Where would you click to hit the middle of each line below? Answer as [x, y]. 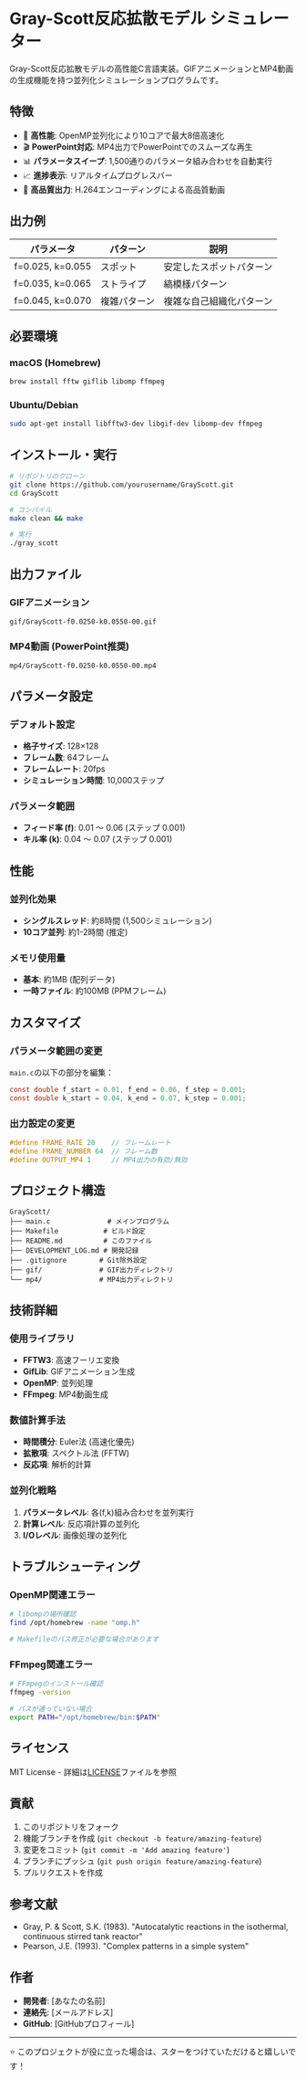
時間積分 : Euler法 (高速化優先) [78, 1442]
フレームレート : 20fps [64, 769]
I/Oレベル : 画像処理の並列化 [75, 1535]
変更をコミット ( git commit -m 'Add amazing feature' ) [126, 1850]
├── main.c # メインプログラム [90, 1222]
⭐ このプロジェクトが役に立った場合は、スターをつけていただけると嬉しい [149, 2052]
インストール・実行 [63, 454]
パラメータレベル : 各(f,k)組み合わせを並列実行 [108, 1512]
